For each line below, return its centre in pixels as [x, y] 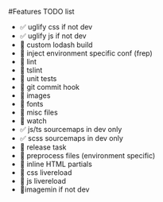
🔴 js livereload [43, 181]
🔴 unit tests [38, 78]
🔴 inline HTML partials [56, 164]
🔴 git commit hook [49, 87]
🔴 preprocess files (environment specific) [87, 155]
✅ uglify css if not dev [56, 27]
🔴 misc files [39, 112]
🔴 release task [43, 147]
